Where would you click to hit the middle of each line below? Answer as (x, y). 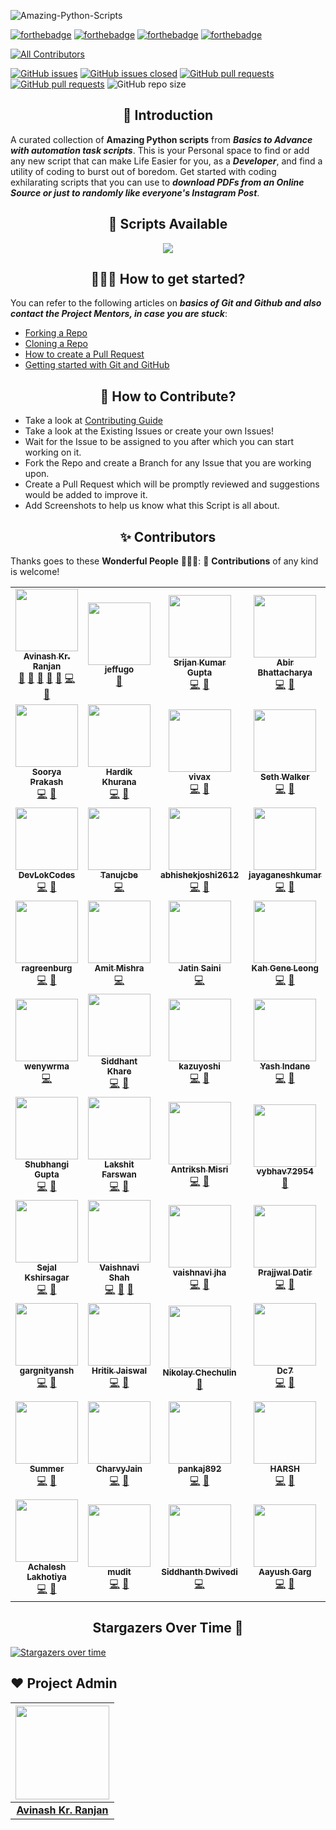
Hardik (119, 772)
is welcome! (35, 572)
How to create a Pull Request (84, 354)
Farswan (119, 1174)
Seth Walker (284, 777)
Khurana (119, 782)
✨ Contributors (168, 536)
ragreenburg (47, 968)
